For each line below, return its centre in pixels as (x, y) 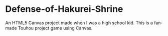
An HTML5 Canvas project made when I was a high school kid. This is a (79, 23)
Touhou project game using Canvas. (55, 28)
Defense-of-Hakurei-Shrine (64, 9)
